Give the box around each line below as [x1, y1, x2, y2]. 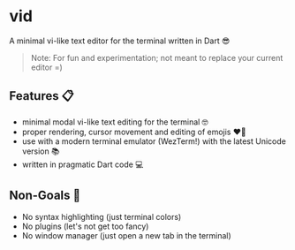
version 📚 [21, 146, 60, 156]
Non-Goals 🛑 [9, 188, 81, 203]
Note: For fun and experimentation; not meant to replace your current [30, 52, 284, 63]
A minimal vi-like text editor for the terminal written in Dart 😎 [9, 35, 231, 46]
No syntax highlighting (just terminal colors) [21, 211, 182, 222]
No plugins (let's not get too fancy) [21, 221, 149, 231]
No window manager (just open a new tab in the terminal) [21, 230, 231, 240]
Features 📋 [9, 88, 74, 103]
